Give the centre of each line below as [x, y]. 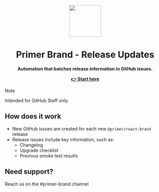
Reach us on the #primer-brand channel [47, 184]
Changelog [31, 145]
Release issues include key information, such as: [63, 139]
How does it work [33, 117]
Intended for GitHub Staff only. [37, 100]
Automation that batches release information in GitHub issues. [85, 69]
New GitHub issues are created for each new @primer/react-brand [82, 129]
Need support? [29, 172]
